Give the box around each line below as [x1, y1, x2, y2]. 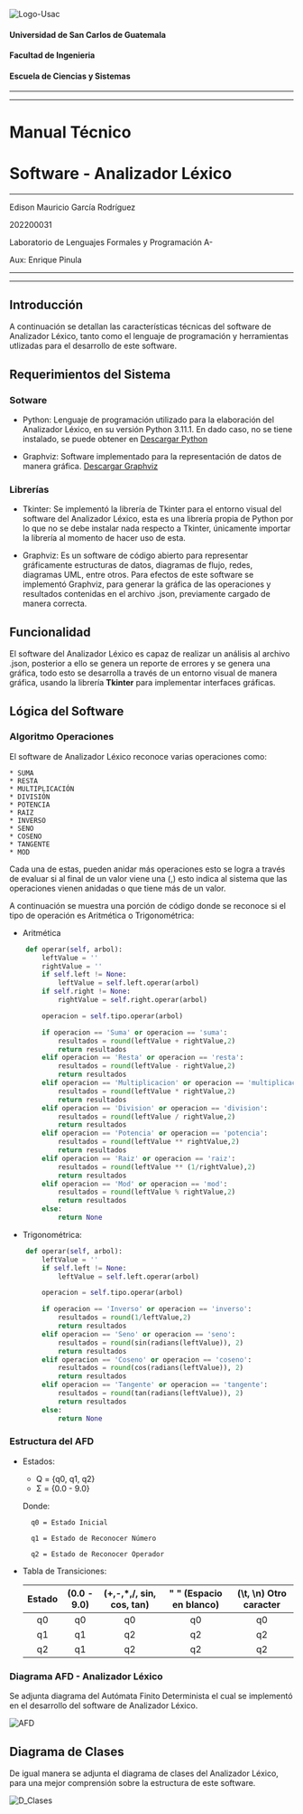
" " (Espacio [169, 1587, 223, 1600]
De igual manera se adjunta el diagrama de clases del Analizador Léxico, [9, 1768, 280, 1779]
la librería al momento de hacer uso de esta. [22, 533, 187, 543]
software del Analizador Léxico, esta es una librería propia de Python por [22, 514, 294, 524]
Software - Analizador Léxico [9, 163, 233, 184]
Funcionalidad [9, 624, 92, 639]
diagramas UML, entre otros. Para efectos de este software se [22, 570, 254, 581]
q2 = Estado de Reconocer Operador [31, 1549, 165, 1559]
